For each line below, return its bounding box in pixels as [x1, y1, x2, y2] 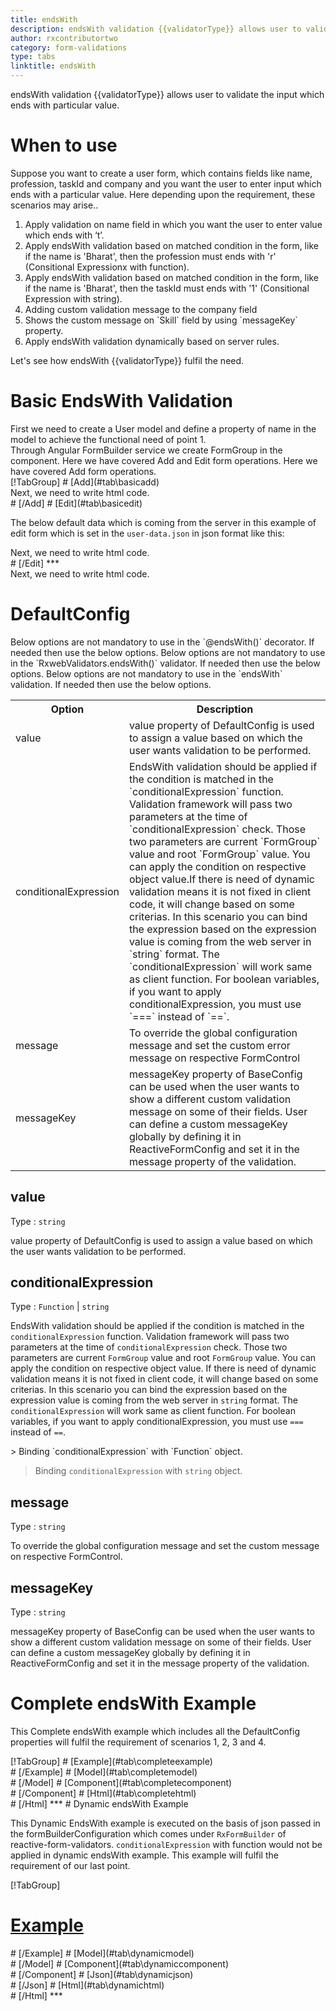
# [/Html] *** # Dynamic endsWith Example [10, 1798, 189, 1810]
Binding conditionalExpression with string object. [34, 1465, 243, 1477]
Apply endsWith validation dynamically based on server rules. [24, 335, 280, 347]
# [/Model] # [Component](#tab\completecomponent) [10, 1777, 233, 1788]
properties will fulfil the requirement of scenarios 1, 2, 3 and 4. [10, 1736, 267, 1748]
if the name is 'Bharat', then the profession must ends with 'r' [24, 250, 277, 262]
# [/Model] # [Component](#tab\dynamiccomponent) [10, 1957, 230, 1970]
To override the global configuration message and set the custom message [10, 1540, 320, 1552]
